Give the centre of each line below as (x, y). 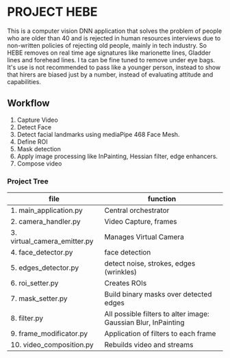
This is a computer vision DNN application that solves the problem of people (115, 31)
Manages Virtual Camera (144, 237)
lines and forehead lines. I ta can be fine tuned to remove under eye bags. (111, 60)
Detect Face (34, 127)
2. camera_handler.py (46, 222)
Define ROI (32, 142)
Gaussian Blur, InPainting (144, 322)
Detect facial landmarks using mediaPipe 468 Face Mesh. (98, 134)
